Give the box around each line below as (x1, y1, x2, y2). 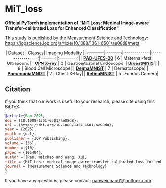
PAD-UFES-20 (83, 55, 114, 61)
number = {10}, (5, 145, 37, 150)
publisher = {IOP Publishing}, (5, 136, 70, 141)
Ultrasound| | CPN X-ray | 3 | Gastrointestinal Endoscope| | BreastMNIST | (6, 60, 160, 66)
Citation (5, 85, 31, 94)
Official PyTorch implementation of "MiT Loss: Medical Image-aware (5, 20, 149, 26)
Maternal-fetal (123, 55, 153, 61)
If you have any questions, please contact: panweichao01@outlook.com (5, 178, 152, 184)
